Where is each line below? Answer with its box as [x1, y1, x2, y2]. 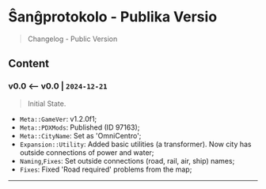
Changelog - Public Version [27, 34, 118, 43]
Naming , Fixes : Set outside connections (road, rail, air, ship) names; [19, 156, 235, 165]
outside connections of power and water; [19, 147, 154, 157]
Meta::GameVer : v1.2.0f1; [19, 114, 97, 123]
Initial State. [27, 99, 66, 108]
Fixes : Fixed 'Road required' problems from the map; [19, 164, 192, 174]
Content [8, 57, 50, 70]
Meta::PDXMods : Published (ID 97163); [19, 123, 140, 132]
